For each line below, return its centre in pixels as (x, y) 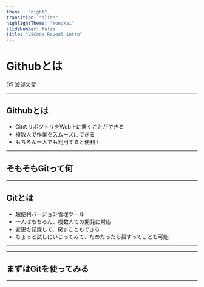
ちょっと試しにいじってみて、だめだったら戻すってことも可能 (92, 237)
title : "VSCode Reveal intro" (45, 35)
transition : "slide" (32, 18)
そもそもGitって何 (39, 168)
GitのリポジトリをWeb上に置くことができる (70, 127)
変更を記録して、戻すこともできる (57, 229)
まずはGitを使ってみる (48, 268)
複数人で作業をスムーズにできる (55, 134)
